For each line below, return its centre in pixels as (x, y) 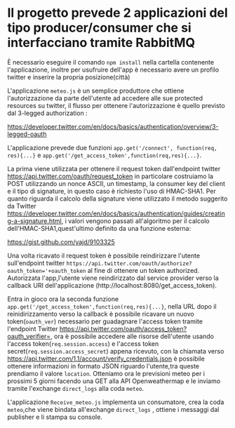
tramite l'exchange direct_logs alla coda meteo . (76, 388)
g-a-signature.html (34, 221)
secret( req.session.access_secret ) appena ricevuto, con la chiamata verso (116, 351)
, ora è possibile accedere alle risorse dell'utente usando (132, 336)
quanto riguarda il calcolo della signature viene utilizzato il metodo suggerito (117, 199)
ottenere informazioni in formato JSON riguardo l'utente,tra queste (103, 366)
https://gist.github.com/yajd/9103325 (61, 242)
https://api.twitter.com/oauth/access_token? (123, 328)
